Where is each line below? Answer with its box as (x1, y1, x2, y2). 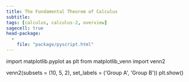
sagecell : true (6, 25, 44, 31)
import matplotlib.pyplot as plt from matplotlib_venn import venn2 (6, 57, 166, 65)
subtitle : (6, 14, 31, 20)
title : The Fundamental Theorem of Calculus (6, 8, 118, 15)
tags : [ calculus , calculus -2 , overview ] (6, 19, 108, 25)
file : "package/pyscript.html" (17, 42, 94, 48)
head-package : (6, 31, 41, 37)
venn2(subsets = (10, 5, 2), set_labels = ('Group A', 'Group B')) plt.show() (6, 69, 184, 76)
